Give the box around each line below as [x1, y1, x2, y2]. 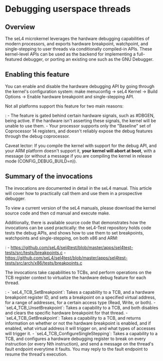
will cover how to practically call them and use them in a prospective [5, 190, 143, 196]
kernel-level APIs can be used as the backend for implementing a [5, 51, 136, 57]
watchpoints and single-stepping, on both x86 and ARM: [5, 235, 118, 241]
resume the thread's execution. [5, 351, 68, 357]
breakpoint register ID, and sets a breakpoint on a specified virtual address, [5, 294, 156, 300]
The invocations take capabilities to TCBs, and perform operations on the [5, 269, 152, 275]
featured [5, 56, 22, 62]
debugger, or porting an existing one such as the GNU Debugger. [23, 56, 154, 62]
